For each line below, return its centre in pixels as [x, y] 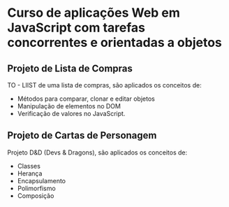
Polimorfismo [36, 188]
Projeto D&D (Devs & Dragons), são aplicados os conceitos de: [97, 152]
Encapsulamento [42, 180]
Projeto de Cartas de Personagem [82, 135]
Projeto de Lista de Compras [70, 68]
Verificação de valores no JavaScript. [71, 114]
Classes [29, 166]
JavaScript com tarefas [76, 28]
